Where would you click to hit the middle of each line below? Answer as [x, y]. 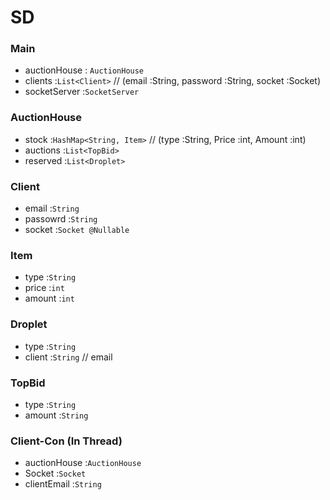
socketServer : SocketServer [82, 92]
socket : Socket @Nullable [77, 230]
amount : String [56, 415]
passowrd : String [61, 219]
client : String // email [68, 357]
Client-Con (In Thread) [66, 441]
